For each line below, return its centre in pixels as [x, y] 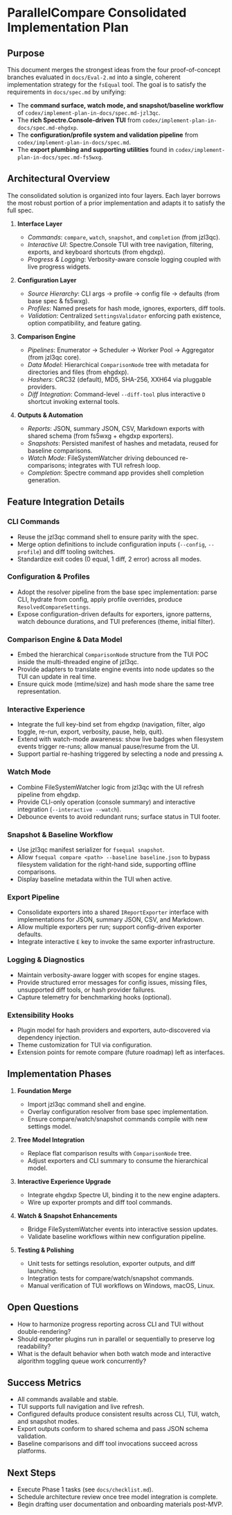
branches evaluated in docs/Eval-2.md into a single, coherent [94, 77]
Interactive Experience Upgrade [64, 1181]
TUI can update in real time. [57, 677]
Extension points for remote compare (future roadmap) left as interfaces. [121, 1052]
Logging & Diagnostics [46, 960]
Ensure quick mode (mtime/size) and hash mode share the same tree [116, 684]
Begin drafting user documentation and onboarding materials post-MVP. [120, 1505]
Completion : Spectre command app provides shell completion [116, 473]
